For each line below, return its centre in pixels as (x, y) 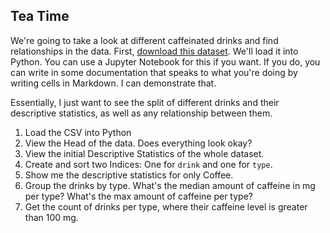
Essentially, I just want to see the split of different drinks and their (145, 102)
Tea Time (40, 16)
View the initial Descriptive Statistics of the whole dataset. (144, 153)
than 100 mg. (51, 217)
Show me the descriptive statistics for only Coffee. (129, 175)
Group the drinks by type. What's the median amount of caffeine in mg (170, 185)
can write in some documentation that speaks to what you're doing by (154, 72)
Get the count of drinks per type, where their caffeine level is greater (166, 206)
